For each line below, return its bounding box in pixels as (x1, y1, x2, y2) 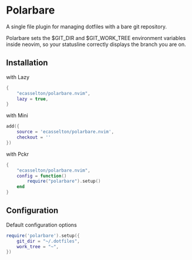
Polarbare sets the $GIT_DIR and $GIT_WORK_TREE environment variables (6, 34, 186, 41)
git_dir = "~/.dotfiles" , (16, 238, 80, 244)
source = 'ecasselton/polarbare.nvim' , (16, 129, 114, 135)
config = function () (16, 173, 67, 179)
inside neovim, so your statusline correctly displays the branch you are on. (6, 41, 186, 48)
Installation (6, 58, 48, 68)
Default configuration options (6, 221, 78, 228)
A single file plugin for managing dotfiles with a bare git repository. (6, 23, 167, 30)
